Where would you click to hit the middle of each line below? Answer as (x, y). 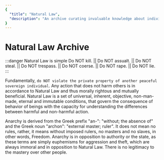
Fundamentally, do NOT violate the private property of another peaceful (81, 80)
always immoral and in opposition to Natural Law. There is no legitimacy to (80, 147)
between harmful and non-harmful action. (47, 112)
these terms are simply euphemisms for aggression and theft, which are (77, 142)
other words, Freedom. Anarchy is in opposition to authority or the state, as (81, 137)
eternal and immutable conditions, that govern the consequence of (86, 101)
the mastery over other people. (36, 152)
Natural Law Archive (47, 47)
